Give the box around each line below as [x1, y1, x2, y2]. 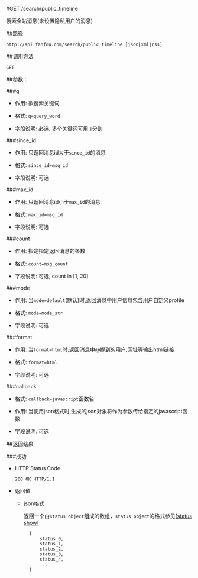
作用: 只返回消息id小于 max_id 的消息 [14, 198, 100, 205]
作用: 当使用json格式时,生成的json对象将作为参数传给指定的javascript [14, 408, 183, 415]
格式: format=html [14, 358, 58, 365]
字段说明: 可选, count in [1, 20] [14, 272, 89, 280]
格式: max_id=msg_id [14, 211, 63, 218]
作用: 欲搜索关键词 [14, 100, 60, 107]
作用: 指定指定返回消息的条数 [14, 248, 86, 254]
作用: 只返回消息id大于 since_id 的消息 [14, 149, 106, 156]
